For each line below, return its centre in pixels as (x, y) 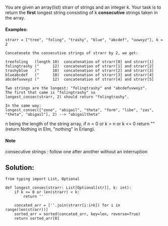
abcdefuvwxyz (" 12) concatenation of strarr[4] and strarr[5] (80, 80)
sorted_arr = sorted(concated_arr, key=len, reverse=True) (77, 214)
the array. (15, 18)
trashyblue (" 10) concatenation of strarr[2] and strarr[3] (80, 71)
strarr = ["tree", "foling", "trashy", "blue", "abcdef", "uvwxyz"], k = (84, 40)
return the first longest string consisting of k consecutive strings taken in (81, 13)
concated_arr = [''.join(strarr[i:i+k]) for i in (67, 205)
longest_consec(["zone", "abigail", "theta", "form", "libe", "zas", (80, 110)
